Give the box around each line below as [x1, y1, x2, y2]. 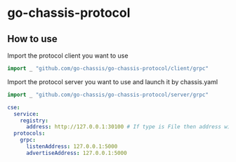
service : [13, 110, 39, 117]
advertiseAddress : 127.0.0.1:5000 [25, 149, 128, 156]
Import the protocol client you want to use [7, 51, 129, 60]
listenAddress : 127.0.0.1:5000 [25, 143, 118, 150]
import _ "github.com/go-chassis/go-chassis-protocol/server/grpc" [7, 91, 209, 98]
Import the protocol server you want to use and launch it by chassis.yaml [7, 77, 218, 86]
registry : [20, 117, 49, 124]
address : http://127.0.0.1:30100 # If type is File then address [25, 123, 221, 130]
